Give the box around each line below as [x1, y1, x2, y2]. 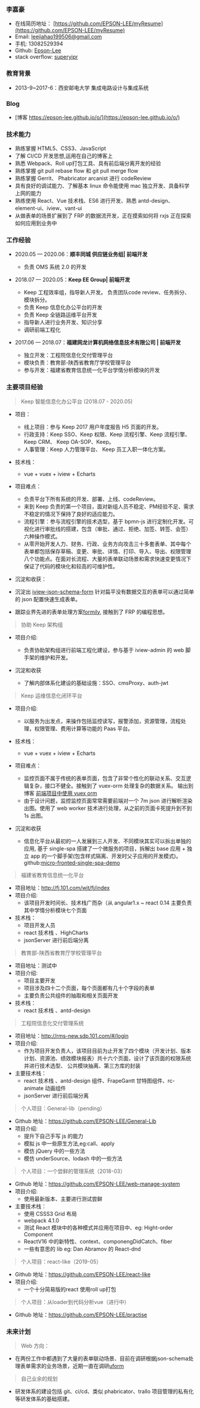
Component [23, 1230, 53, 1238]
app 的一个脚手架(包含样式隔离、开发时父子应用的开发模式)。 [30, 852, 181, 860]
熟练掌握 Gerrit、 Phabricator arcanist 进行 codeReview [14, 175, 152, 182]
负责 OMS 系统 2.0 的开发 [23, 263, 87, 270]
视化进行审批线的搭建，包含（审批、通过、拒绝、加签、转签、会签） [23, 525, 192, 532]
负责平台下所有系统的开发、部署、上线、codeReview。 [23, 495, 159, 502]
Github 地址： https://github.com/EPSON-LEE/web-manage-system [14, 1180, 180, 1187]
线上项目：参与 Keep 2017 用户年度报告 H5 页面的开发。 [23, 423, 162, 430]
